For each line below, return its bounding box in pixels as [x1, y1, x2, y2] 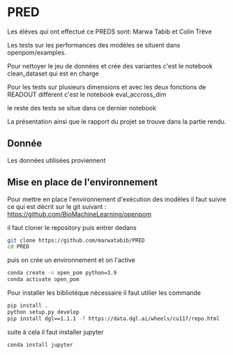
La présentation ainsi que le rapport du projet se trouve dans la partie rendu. [7, 117, 227, 126]
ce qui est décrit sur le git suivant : [7, 202, 107, 210]
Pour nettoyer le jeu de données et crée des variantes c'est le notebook [7, 61, 213, 70]
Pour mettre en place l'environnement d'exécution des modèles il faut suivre [7, 195, 227, 203]
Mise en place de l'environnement [7, 176, 158, 189]
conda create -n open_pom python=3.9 [7, 270, 117, 277]
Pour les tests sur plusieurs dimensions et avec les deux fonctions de [7, 82, 206, 91]
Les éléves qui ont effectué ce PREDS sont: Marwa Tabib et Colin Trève [7, 27, 212, 36]
